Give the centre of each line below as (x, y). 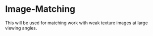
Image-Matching (40, 9)
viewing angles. (21, 28)
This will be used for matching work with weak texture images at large (76, 23)
